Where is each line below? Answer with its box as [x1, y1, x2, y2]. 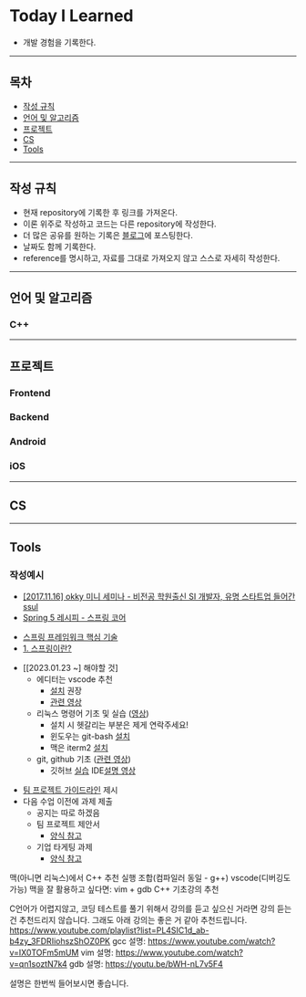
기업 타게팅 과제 [36, 842, 93, 853]
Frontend [9, 386, 51, 399]
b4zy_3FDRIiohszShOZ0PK [9, 936, 111, 947]
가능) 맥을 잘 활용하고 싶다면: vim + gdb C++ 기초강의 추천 [9, 884, 219, 895]
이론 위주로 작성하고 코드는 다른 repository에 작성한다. [22, 218, 217, 229]
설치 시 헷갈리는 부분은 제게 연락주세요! [49, 719, 189, 730]
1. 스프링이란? [22, 643, 73, 654]
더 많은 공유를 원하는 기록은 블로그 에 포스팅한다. [22, 229, 193, 240]
